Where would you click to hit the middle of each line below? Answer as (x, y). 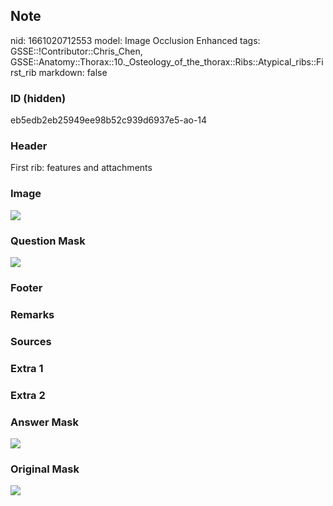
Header (29, 146)
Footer (26, 287)
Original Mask (45, 469)
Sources (31, 341)
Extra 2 (28, 395)
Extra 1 (27, 368)
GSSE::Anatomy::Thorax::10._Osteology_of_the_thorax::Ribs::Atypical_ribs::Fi (167, 61)
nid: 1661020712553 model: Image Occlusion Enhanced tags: (135, 40)
